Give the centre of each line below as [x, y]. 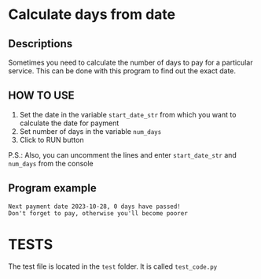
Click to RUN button [51, 139]
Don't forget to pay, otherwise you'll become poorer [98, 213]
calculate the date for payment [69, 123]
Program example [52, 188]
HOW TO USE [41, 96]
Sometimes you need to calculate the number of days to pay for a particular [130, 62]
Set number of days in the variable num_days [90, 131]
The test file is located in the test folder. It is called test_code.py [113, 266]
